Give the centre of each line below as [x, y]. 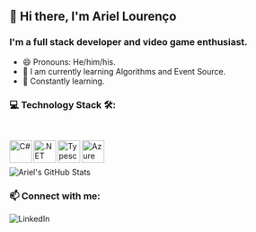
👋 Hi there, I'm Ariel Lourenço [93, 17]
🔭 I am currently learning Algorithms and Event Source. [124, 71]
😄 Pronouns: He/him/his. [69, 62]
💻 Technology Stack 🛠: [63, 104]
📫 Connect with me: [55, 196]
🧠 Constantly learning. [63, 81]
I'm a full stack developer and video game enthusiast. [129, 42]
